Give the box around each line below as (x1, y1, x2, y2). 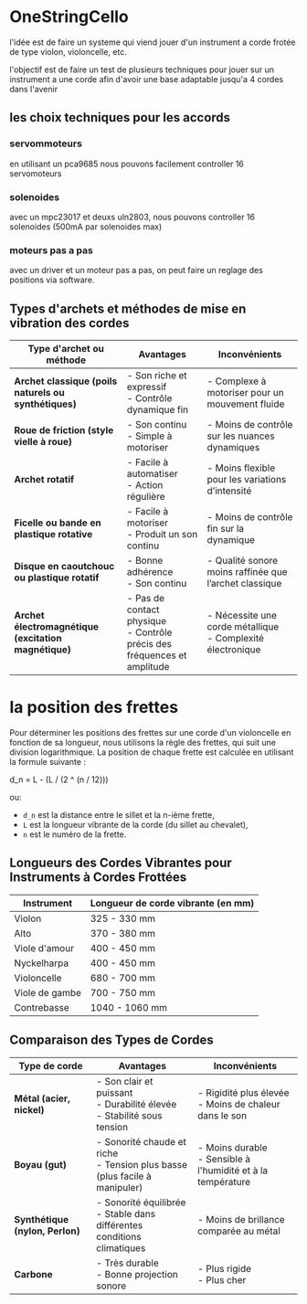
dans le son (197, 1108, 248, 1121)
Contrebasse (14, 1001, 70, 1013)
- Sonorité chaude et (95, 1135, 187, 1148)
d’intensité (206, 484, 252, 497)
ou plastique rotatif (14, 571, 100, 584)
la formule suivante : (9, 756, 87, 767)
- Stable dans (95, 1207, 156, 1220)
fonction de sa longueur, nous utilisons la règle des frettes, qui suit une (9, 737, 277, 747)
